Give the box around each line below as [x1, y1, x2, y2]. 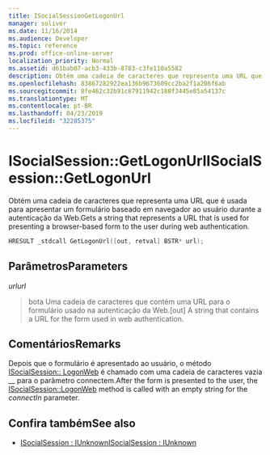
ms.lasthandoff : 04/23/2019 [8, 110, 103, 118]
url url [8, 280, 27, 291]
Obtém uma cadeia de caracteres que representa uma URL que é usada [8, 196, 248, 205]
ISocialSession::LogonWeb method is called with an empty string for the [8, 385, 248, 394]
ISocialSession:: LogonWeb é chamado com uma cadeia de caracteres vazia [8, 367, 263, 377]
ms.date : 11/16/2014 [8, 27, 78, 35]
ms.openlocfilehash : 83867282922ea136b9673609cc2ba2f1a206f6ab [8, 79, 226, 87]
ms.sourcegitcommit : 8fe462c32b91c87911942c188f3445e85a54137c [8, 86, 226, 95]
